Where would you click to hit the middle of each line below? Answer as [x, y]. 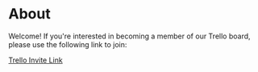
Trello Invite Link [35, 60]
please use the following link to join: [68, 44]
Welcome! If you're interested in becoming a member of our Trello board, [130, 36]
